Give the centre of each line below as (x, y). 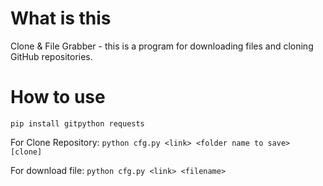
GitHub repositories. (51, 56)
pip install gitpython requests (77, 123)
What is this (61, 18)
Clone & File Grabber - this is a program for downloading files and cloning (162, 46)
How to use (58, 97)
